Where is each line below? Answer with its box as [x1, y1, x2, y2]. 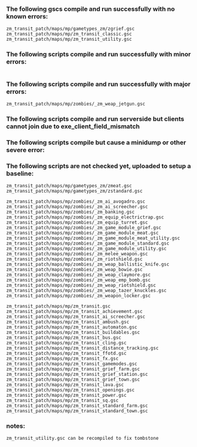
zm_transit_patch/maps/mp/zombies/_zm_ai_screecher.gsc [6, 204, 148, 210]
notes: [6, 421, 26, 430]
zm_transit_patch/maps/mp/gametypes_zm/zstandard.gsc [6, 188, 143, 194]
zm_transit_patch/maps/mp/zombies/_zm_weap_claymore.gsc [6, 272, 151, 278]
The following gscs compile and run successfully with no [6, 5, 175, 13]
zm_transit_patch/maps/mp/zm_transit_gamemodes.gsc [6, 361, 137, 367]
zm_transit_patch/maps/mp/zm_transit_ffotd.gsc [6, 351, 127, 357]
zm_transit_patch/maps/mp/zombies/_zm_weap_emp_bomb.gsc [6, 277, 151, 283]
